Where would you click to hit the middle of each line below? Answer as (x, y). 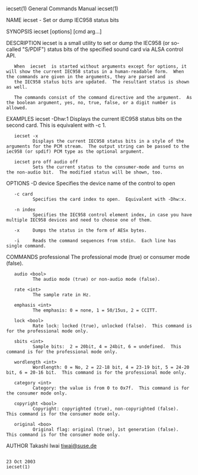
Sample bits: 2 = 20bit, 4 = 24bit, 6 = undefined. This (107, 346)
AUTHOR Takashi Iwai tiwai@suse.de (51, 446)
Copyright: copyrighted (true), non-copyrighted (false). (106, 409)
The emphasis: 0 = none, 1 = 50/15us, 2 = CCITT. (95, 310)
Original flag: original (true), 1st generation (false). (106, 429)
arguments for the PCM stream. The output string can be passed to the (98, 146)
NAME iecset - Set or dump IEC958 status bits (63, 20)
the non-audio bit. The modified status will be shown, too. (84, 172)
